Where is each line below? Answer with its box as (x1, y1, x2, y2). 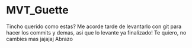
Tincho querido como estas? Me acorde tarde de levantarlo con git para (6, 23, 182, 30)
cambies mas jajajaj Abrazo (6, 35, 73, 42)
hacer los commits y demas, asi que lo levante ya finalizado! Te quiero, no (6, 29, 187, 36)
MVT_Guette (6, 4, 69, 17)
